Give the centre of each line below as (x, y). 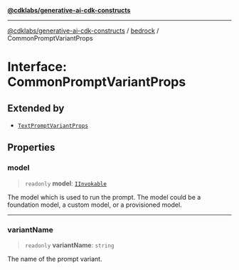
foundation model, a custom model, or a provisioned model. (95, 205)
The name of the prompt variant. (55, 259)
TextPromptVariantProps (53, 126)
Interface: (37, 67)
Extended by (36, 108)
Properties (31, 147)
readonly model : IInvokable (65, 183)
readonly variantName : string (69, 245)
